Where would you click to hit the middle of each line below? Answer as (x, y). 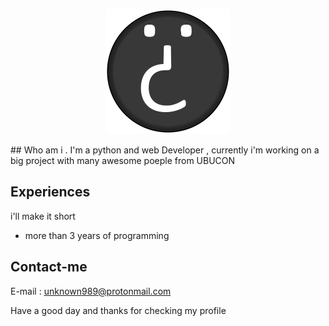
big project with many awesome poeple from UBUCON (123, 160)
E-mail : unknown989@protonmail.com (91, 291)
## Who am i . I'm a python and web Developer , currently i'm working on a (165, 150)
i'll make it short (43, 216)
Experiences (50, 192)
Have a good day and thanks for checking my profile (118, 310)
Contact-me (49, 267)
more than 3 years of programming (97, 235)
